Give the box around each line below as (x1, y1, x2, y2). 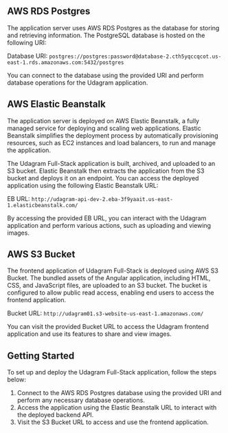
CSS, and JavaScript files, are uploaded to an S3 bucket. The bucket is (7, 282, 207, 290)
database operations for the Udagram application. (7, 78, 148, 87)
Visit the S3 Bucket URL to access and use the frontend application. (16, 418, 209, 426)
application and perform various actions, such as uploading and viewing (7, 221, 212, 229)
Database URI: (7, 52, 48, 60)
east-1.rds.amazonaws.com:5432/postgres (7, 59, 125, 66)
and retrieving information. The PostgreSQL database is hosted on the (7, 31, 205, 39)
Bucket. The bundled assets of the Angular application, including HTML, (7, 274, 211, 282)
